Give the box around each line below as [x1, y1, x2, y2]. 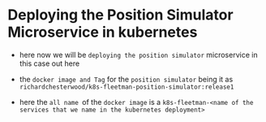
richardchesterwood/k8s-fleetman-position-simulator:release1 [19, 83, 234, 91]
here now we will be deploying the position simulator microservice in [19, 50, 258, 59]
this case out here [19, 59, 80, 68]
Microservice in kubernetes [7, 23, 198, 41]
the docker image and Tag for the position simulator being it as [19, 74, 234, 84]
